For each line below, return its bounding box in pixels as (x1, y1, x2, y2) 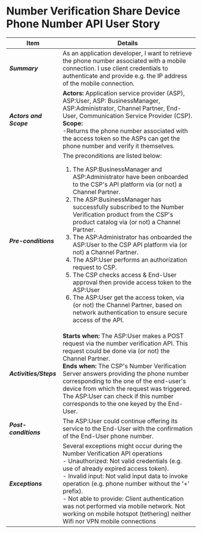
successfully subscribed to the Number (73, 203, 185, 211)
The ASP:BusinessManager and (73, 165, 162, 173)
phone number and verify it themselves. (62, 142, 175, 150)
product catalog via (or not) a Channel (73, 218, 180, 226)
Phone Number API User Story (6, 17, 161, 31)
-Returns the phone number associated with (62, 127, 188, 135)
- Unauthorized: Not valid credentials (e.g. (62, 456, 182, 465)
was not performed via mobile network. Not (62, 502, 185, 510)
